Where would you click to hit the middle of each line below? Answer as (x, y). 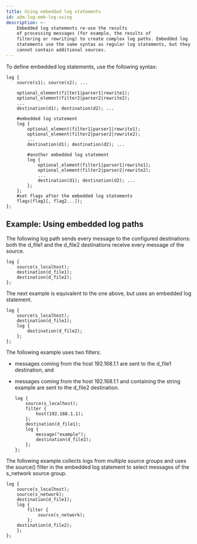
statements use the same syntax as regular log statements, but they (104, 45)
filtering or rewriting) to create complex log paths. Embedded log (102, 39)
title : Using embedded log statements (54, 11)
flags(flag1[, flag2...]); (50, 201)
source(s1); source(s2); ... (52, 82)
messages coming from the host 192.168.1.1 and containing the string (97, 381)
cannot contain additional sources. (62, 50)
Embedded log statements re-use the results (72, 28)
